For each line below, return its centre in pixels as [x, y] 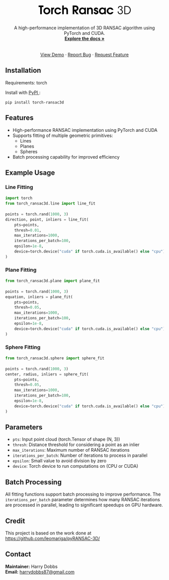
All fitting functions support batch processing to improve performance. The [83, 494]
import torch [19, 198]
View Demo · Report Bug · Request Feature [84, 55]
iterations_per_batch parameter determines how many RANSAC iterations [82, 500]
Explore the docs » [84, 38]
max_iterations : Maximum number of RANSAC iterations [71, 450]
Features [19, 118]
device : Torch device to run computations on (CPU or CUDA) [75, 466]
